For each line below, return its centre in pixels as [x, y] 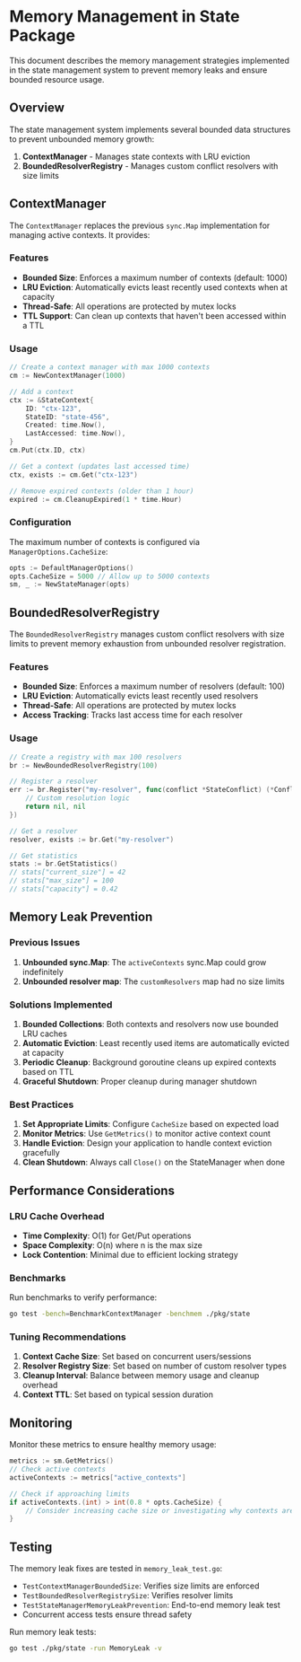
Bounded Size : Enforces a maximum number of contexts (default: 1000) [155, 277]
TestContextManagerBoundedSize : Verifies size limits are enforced [141, 1586]
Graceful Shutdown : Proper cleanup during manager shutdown [139, 1081]
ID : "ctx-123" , [54, 409]
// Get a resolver [43, 831]
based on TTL [48, 1071]
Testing [31, 1547]
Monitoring [41, 1423]
